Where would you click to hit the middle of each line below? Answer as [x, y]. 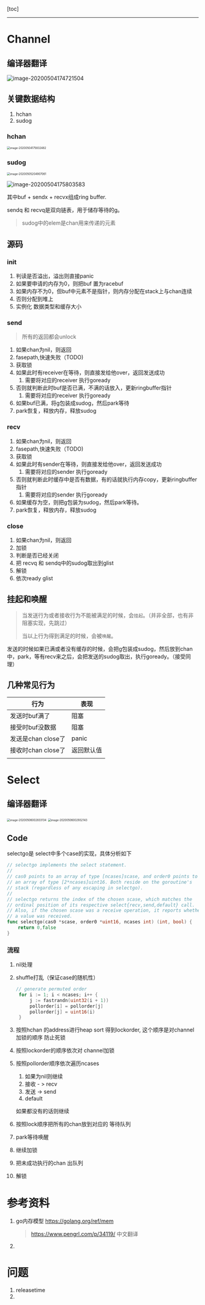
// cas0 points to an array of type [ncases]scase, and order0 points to [102, 877]
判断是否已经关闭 [37, 555]
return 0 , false [37, 928]
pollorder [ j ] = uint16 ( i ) [62, 1012]
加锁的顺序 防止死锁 [40, 1038]
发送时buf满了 [30, 716]
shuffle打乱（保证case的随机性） [57, 978]
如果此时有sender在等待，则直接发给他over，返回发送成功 [89, 464]
